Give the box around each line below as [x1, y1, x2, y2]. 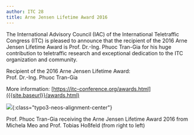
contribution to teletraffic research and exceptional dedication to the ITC [6, 49, 183, 56]
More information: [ [6, 85, 54, 92]
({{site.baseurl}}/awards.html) [6, 92, 80, 99]
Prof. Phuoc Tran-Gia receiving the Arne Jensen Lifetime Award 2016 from [6, 115, 189, 123]
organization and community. [6, 56, 78, 63]
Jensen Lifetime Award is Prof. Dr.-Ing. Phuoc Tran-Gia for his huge [6, 43, 171, 51]
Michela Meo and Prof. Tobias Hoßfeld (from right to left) [6, 121, 145, 128]
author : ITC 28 [6, 8, 44, 15]
